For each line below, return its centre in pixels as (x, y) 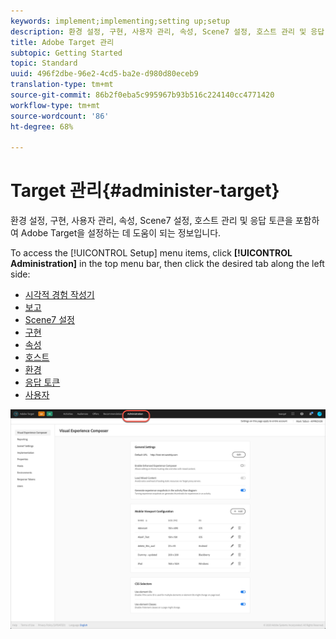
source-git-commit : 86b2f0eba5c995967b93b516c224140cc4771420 (142, 95)
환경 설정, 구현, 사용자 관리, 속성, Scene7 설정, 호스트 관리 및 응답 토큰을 (151, 221)
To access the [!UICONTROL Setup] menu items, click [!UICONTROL (151, 253)
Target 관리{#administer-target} (145, 191)
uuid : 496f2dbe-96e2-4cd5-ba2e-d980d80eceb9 (104, 74)
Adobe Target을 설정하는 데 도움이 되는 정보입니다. (121, 233)
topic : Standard (44, 63)
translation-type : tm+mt (62, 85)
